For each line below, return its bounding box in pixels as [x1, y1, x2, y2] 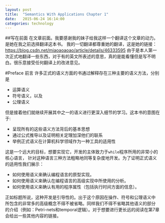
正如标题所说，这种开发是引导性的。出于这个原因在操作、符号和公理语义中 [5, 194, 156, 200]
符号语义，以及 [12, 93, 43, 99]
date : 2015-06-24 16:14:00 [5, 16, 65, 21]
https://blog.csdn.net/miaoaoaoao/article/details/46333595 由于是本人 [5, 47, 149, 53]
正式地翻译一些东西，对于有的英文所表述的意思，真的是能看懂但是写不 [9, 54, 151, 60]
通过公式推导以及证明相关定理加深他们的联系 [12, 132, 103, 138]
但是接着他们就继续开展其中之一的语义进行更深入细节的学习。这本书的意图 [5, 109, 156, 116]
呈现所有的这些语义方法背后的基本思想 [12, 126, 90, 132]
